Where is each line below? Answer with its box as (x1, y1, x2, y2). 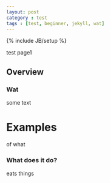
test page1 (6, 49, 32, 56)
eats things (6, 170, 35, 177)
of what (6, 141, 26, 148)
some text (6, 99, 32, 106)
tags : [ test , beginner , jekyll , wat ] (6, 20, 105, 26)
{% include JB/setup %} (6, 37, 67, 45)
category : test (6, 15, 47, 21)
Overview (6, 67, 44, 77)
